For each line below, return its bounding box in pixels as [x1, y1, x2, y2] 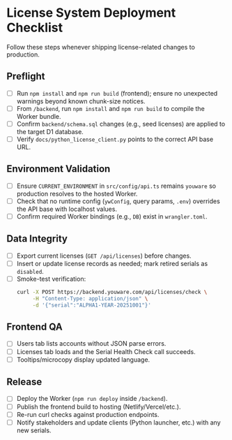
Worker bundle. [16, 112, 61, 120]
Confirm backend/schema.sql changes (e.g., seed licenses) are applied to [16, 119, 226, 128]
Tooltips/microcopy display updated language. [16, 355, 150, 364]
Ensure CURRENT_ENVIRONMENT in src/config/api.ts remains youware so [16, 182, 217, 190]
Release [6, 376, 42, 388]
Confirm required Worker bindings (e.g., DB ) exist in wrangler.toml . [16, 212, 208, 221]
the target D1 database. [16, 127, 84, 135]
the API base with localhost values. [16, 205, 118, 213]
